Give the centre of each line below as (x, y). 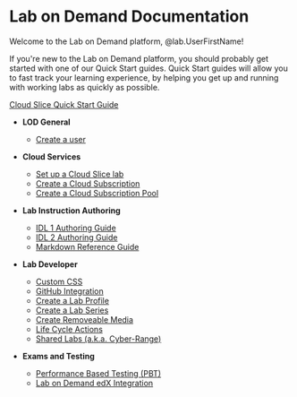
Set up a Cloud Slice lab (80, 174)
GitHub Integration (70, 291)
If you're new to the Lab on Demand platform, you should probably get (139, 58)
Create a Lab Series (72, 310)
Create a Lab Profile (72, 300)
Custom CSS (59, 281)
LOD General (46, 122)
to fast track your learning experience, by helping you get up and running (144, 77)
